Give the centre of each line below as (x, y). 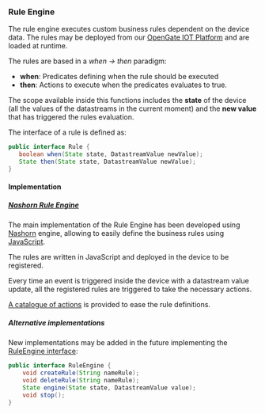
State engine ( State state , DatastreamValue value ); (109, 387)
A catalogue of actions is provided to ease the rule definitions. (110, 305)
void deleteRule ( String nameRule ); (81, 381)
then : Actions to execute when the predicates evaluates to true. (123, 85)
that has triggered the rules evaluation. (71, 117)
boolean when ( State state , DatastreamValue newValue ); (111, 154)
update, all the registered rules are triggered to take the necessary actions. (130, 289)
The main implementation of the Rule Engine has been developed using (124, 225)
